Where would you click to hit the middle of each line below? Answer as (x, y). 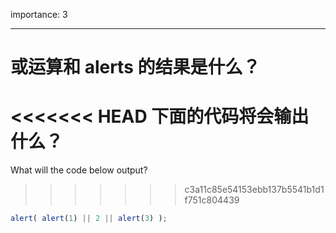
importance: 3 (39, 14)
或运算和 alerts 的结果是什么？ (135, 67)
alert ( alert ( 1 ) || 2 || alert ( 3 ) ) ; (89, 219)
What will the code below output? (79, 170)
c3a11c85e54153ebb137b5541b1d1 (254, 190)
